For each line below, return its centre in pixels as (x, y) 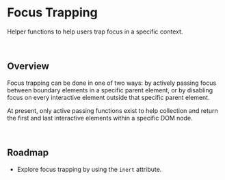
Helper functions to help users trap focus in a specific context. (95, 31)
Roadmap (28, 153)
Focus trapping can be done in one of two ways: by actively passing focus (112, 83)
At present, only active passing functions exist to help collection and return (113, 110)
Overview (28, 66)
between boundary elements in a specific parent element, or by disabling (110, 90)
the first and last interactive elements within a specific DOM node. (100, 118)
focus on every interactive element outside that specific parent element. (108, 97)
